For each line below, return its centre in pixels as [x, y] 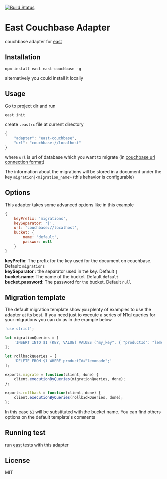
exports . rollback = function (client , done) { [53, 393]
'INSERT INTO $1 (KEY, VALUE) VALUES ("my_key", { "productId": [82, 343]
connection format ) [25, 162]
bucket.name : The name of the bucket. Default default [62, 276]
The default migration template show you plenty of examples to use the [78, 310]
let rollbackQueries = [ [31, 356]
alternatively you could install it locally [44, 78]
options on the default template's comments [50, 417]
